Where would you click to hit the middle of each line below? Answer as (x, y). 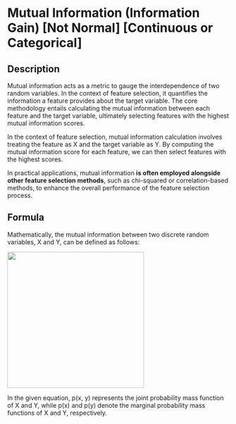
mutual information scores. (46, 123)
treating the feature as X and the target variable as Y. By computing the (111, 144)
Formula (26, 217)
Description (33, 69)
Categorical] (45, 43)
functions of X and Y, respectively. (57, 413)
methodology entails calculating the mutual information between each (108, 108)
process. (20, 195)
